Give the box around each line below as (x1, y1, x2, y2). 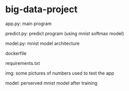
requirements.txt (5, 60, 40, 66)
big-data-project (5, 4, 78, 15)
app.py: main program (5, 20, 52, 27)
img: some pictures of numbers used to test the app (5, 70, 114, 76)
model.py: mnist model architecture (5, 40, 80, 47)
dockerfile (5, 50, 27, 56)
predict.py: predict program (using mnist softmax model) (5, 30, 124, 36)
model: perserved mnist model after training (5, 80, 98, 86)
